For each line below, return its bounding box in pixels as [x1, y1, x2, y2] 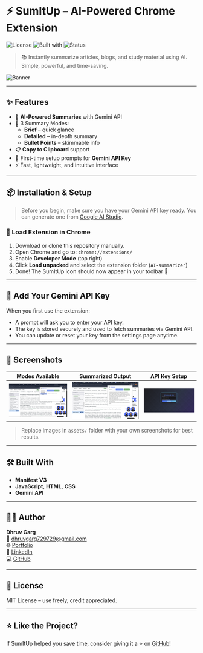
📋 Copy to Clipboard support [14, 145, 90, 153]
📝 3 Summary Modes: [14, 119, 69, 127]
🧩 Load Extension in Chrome [6, 228, 91, 236]
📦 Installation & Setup [6, 188, 92, 198]
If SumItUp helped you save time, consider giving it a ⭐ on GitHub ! [6, 640, 171, 648]
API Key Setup [150, 373, 187, 380]
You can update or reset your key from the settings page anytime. [14, 331, 179, 339]
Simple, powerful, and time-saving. [21, 62, 109, 69]
